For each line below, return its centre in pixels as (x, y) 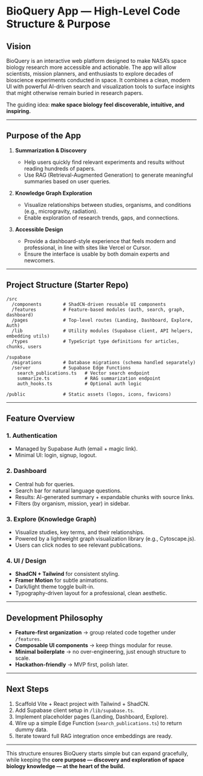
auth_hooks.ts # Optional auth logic (79, 383)
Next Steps (27, 689)
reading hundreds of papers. (60, 168)
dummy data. (31, 729)
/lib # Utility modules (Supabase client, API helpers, (102, 331)
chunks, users (24, 347)
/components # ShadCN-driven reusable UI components (89, 304)
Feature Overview (41, 419)
